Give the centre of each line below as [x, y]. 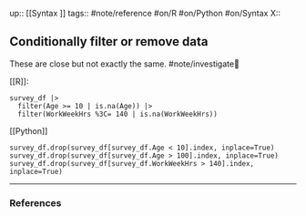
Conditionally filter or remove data [109, 41]
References [36, 202]
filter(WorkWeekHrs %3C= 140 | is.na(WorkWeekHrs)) [118, 114]
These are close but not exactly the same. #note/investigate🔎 [124, 64]
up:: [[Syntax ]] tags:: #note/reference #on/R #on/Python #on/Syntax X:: [145, 13]
